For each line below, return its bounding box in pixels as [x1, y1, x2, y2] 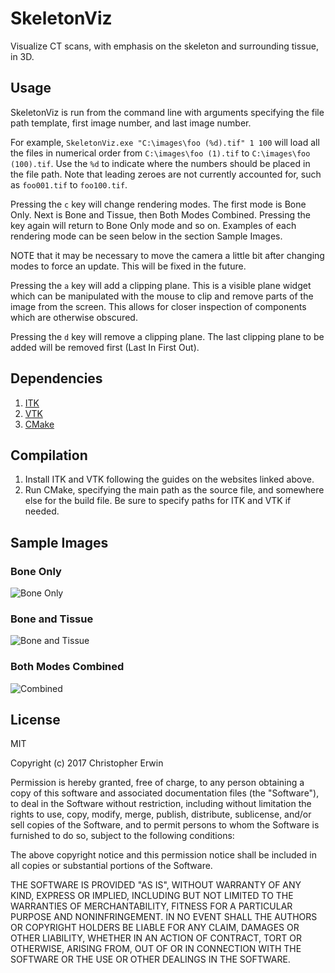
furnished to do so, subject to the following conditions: [10, 830, 235, 842]
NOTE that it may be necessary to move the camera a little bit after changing [10, 249, 325, 261]
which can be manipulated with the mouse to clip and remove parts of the [10, 290, 314, 302]
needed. [24, 505, 60, 517]
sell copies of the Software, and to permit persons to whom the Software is [10, 819, 320, 831]
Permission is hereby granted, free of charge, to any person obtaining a [10, 777, 305, 789]
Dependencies [10, 370, 103, 387]
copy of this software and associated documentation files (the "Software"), [10, 787, 320, 799]
